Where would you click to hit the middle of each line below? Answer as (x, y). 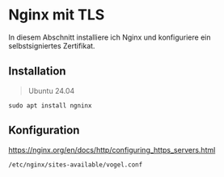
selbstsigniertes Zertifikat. (52, 45)
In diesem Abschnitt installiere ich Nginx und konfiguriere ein (110, 37)
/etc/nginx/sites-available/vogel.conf (76, 164)
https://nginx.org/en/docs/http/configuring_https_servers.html (112, 150)
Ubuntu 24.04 (51, 91)
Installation (37, 72)
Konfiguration (44, 131)
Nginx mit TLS (57, 15)
